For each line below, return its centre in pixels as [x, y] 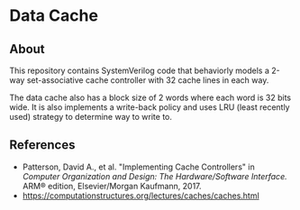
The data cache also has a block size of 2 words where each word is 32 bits [150, 97]
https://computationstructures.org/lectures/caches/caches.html [141, 196]
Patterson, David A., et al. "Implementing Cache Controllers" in [138, 167]
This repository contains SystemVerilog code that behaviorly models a [140, 70]
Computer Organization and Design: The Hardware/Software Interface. [155, 176]
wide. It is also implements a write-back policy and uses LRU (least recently [150, 107]
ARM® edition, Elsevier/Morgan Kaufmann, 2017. [112, 186]
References [42, 145]
